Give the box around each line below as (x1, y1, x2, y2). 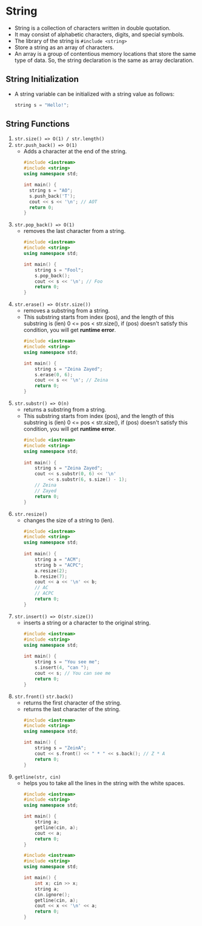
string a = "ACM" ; (35, 556, 81, 563)
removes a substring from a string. (23, 307, 110, 314)
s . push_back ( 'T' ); (29, 193, 76, 199)
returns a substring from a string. (23, 406, 107, 413)
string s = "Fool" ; (35, 267, 84, 273)
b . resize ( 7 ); (35, 573, 68, 580)
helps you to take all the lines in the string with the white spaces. (23, 779, 186, 786)
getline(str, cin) (14, 774, 61, 780)
